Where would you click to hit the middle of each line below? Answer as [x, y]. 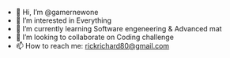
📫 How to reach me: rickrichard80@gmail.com [92, 46]
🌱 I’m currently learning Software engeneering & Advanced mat [119, 29]
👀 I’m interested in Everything [64, 20]
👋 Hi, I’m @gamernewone [57, 12]
